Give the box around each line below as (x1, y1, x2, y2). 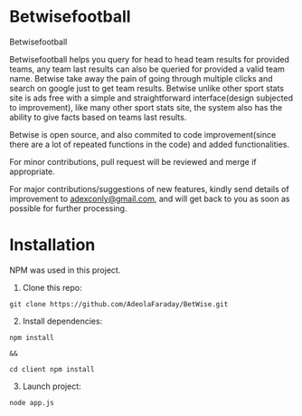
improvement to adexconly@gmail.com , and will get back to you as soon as (9, 193, 290, 204)
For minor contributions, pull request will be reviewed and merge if (9, 156, 257, 167)
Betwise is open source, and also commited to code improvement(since (9, 129, 277, 140)
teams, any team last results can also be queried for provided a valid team (9, 63, 285, 74)
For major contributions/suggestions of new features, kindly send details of (9, 183, 289, 194)
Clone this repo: (22, 282, 82, 293)
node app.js (9, 398, 54, 407)
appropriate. (9, 166, 56, 177)
